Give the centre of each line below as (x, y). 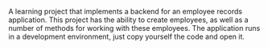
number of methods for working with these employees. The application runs (134, 28)
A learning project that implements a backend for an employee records (126, 11)
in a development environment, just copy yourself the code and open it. (127, 36)
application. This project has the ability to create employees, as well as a (128, 20)
